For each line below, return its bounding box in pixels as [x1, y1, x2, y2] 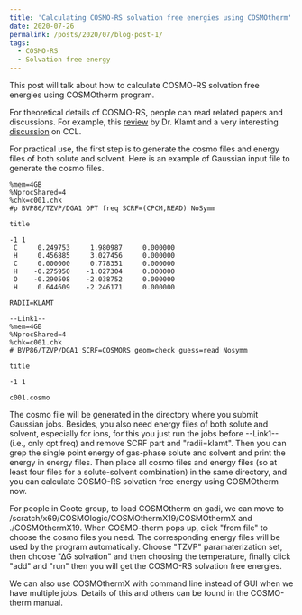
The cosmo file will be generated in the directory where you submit [9, 409, 259, 419]
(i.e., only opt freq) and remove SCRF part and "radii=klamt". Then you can [9, 438, 287, 448]
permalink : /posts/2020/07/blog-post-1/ [9, 30, 164, 39]
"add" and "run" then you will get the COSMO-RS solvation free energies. [9, 561, 282, 571]
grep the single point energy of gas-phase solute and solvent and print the [9, 447, 286, 458]
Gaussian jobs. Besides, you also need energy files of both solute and [9, 418, 269, 429]
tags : [9, 38, 30, 48]
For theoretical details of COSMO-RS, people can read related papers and [9, 107, 284, 117]
